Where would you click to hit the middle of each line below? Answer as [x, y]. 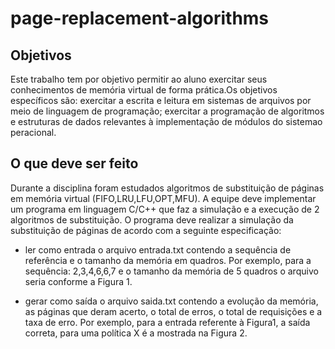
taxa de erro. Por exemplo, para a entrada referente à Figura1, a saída [167, 322]
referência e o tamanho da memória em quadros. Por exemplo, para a [168, 260]
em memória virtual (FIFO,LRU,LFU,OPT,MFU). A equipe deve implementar [163, 198]
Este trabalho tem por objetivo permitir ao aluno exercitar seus [139, 79]
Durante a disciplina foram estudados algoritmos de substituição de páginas [167, 188]
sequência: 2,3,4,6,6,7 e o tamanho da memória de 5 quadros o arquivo [171, 271]
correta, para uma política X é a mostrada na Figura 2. [136, 333]
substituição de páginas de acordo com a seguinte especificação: [146, 230]
